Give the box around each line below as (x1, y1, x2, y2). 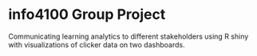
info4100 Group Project (8, 6, 166, 24)
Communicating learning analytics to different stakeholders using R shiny (8, 32, 249, 41)
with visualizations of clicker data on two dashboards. (8, 39, 185, 49)
